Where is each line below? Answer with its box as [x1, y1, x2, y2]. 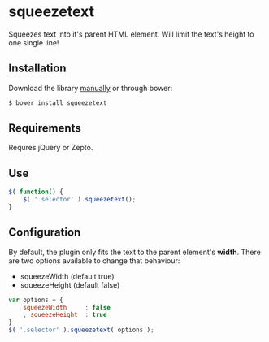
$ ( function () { [8, 188, 63, 197]
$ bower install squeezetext [8, 98, 107, 107]
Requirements [8, 121, 81, 136]
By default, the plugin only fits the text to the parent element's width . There [8, 247, 262, 257]
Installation [8, 62, 67, 76]
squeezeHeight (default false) [20, 279, 120, 290]
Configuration [8, 226, 81, 240]
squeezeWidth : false [23, 303, 111, 311]
